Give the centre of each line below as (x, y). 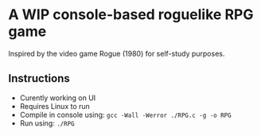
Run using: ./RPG (47, 123)
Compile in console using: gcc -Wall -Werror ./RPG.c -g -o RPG (126, 115)
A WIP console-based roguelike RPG (131, 15)
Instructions (39, 78)
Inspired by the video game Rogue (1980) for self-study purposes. (117, 53)
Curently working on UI (58, 98)
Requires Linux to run (55, 106)
